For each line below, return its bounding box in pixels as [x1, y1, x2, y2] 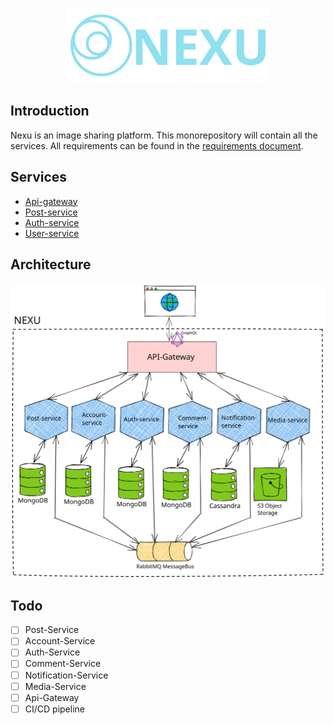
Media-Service [24, 680, 87, 692]
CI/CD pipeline [24, 703, 85, 715]
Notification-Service [24, 669, 109, 681]
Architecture [10, 256, 92, 273]
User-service [24, 227, 80, 239]
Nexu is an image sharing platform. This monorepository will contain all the [10, 129, 318, 141]
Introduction [10, 103, 90, 120]
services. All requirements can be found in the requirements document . [10, 139, 304, 152]
